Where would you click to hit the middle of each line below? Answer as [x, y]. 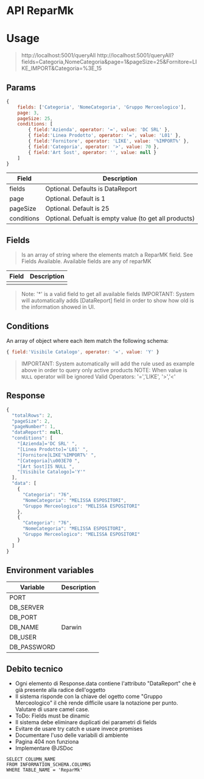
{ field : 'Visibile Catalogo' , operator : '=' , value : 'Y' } [83, 352]
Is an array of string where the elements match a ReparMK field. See [107, 255]
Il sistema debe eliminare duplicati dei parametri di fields [86, 722]
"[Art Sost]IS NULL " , [46, 467]
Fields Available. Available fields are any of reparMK [86, 261]
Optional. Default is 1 [75, 199]
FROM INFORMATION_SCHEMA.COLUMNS [49, 765]
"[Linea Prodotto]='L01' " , [53, 449]
